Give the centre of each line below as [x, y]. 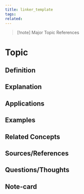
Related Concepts [33, 137]
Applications [25, 103]
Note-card [21, 186]
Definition [20, 70]
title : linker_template [29, 10]
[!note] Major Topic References [48, 33]
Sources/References [37, 153]
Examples [20, 120]
